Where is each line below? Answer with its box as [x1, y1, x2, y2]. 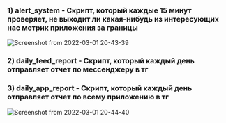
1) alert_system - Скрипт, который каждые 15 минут [7, 6, 192, 15]
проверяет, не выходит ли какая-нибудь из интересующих [7, 14, 220, 24]
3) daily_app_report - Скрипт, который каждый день [7, 83, 193, 93]
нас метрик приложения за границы [7, 23, 138, 33]
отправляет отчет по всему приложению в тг [7, 92, 169, 102]
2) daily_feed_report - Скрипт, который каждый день [7, 56, 195, 66]
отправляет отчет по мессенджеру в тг [7, 65, 149, 74]
